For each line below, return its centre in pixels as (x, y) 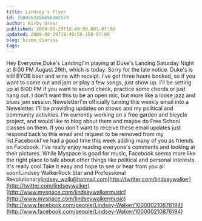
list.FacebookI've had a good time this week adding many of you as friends (100, 140)
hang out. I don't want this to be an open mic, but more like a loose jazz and (101, 95)
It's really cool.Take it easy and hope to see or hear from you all (86, 166)
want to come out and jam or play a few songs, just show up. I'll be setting (99, 82)
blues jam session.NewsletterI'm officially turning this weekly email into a (98, 101)
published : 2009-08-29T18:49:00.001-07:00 (61, 29)
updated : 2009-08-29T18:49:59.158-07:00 (58, 35)
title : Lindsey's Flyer (36, 12)
